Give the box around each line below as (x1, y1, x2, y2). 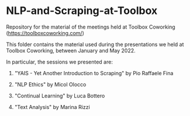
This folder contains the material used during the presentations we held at (6, 41, 184, 48)
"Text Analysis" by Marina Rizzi (14, 103, 91, 110)
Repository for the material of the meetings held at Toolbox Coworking (6, 23, 175, 30)
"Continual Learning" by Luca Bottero (14, 92, 105, 99)
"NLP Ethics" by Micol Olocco (14, 80, 87, 88)
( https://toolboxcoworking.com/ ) (6, 29, 85, 36)
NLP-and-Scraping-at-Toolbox (6, 4, 158, 17)
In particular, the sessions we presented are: (6, 58, 113, 65)
